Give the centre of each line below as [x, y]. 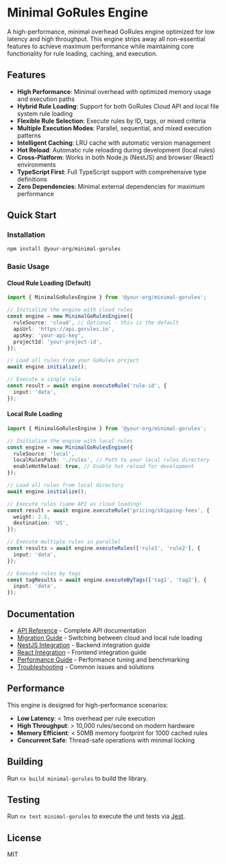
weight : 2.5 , [32, 517]
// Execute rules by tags [44, 573]
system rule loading [45, 113]
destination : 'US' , [41, 523]
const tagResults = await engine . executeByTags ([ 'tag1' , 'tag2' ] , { [107, 580]
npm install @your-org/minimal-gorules [64, 249]
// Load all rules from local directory [66, 485]
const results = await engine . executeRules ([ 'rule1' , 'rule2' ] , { [104, 548]
